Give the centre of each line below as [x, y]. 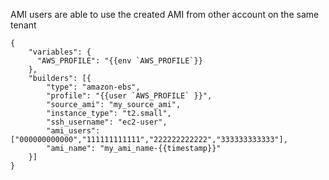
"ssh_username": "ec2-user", [107, 122]
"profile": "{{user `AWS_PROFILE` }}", [129, 96]
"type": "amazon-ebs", [93, 87]
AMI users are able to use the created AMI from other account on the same [165, 14]
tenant [23, 25]
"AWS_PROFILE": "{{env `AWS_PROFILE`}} [119, 61]
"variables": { [60, 52]
